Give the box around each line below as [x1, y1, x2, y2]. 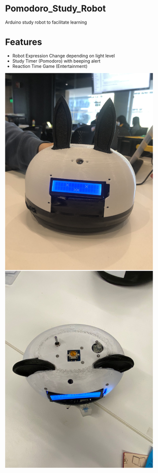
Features [5, 36, 42, 48]
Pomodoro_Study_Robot [5, 3, 106, 14]
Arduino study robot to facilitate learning [5, 19, 87, 25]
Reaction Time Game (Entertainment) [12, 63, 88, 69]
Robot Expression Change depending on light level [12, 53, 115, 59]
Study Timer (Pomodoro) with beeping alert [12, 58, 101, 64]
